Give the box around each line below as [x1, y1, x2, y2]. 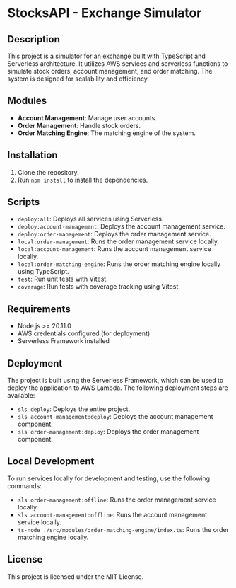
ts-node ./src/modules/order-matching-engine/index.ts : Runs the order [17, 525, 230, 534]
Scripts [7, 196, 40, 208]
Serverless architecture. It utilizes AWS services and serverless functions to [7, 59, 228, 68]
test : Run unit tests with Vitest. [17, 275, 108, 284]
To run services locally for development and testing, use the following [7, 474, 211, 483]
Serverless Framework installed [17, 337, 110, 345]
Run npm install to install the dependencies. [17, 175, 148, 184]
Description [7, 33, 60, 45]
